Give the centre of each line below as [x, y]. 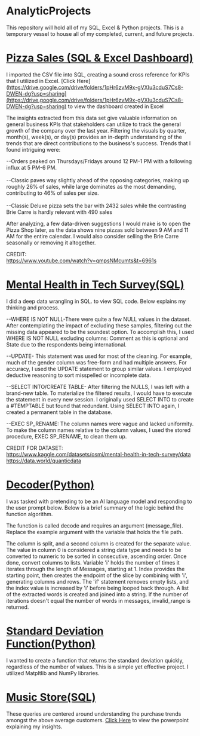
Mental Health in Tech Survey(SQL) [95, 285]
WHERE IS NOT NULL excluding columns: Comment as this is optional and [97, 338]
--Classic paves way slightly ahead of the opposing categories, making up [98, 180]
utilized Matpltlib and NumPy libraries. [53, 673]
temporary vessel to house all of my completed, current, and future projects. [100, 33]
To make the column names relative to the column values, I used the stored [99, 430]
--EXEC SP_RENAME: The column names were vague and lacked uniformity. [100, 424]
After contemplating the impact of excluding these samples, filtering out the [99, 325]
